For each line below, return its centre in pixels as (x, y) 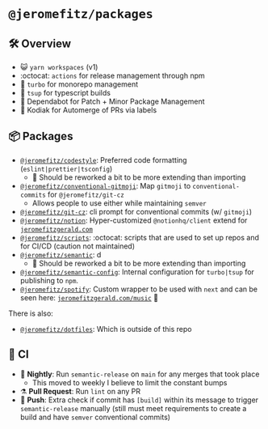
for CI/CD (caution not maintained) (77, 246)
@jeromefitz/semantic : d (61, 254)
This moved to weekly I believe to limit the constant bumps (130, 382)
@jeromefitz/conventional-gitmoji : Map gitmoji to (105, 185)
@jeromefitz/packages (81, 14)
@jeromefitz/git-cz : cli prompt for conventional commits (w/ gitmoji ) (136, 211)
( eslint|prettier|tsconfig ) (66, 168)
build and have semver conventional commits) (95, 417)
